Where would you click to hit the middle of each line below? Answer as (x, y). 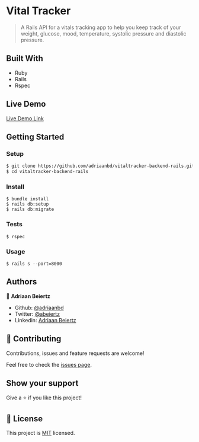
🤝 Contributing (34, 339)
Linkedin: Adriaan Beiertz (45, 320)
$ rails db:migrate (30, 209)
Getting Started (35, 137)
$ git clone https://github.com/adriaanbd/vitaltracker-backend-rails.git (100, 166)
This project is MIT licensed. (41, 433)
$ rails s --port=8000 (34, 264)
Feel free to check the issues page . (49, 364)
